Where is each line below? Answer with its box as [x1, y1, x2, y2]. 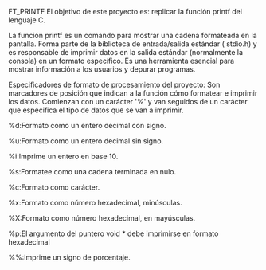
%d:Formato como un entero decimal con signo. [8, 121, 166, 130]
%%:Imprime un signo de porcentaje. [8, 252, 131, 262]
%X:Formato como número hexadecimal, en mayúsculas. [8, 213, 196, 222]
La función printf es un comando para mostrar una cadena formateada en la [8, 31, 257, 40]
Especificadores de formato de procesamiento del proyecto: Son [8, 80, 221, 89]
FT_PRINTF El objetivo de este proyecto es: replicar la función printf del [8, 7, 243, 16]
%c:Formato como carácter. [8, 182, 100, 192]
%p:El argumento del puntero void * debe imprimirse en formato [8, 229, 219, 238]
